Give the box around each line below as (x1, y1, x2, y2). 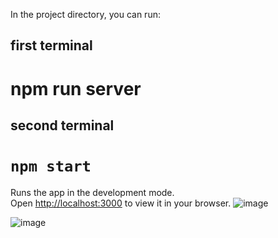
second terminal (10, 117, 115, 134)
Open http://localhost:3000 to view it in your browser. (10, 197, 232, 209)
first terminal (10, 37, 93, 54)
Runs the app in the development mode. (10, 186, 175, 198)
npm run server (10, 77, 142, 100)
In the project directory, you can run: (10, 9, 161, 20)
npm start (10, 157, 92, 176)
